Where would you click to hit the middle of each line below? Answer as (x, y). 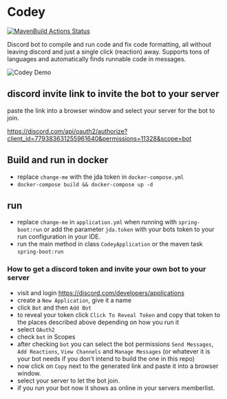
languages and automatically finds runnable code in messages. (97, 58)
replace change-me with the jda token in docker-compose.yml (100, 177)
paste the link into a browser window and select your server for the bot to (111, 110)
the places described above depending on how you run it (98, 322)
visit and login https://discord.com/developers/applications (100, 292)
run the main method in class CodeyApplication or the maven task (110, 244)
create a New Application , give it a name (74, 300)
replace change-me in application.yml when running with (97, 222)
